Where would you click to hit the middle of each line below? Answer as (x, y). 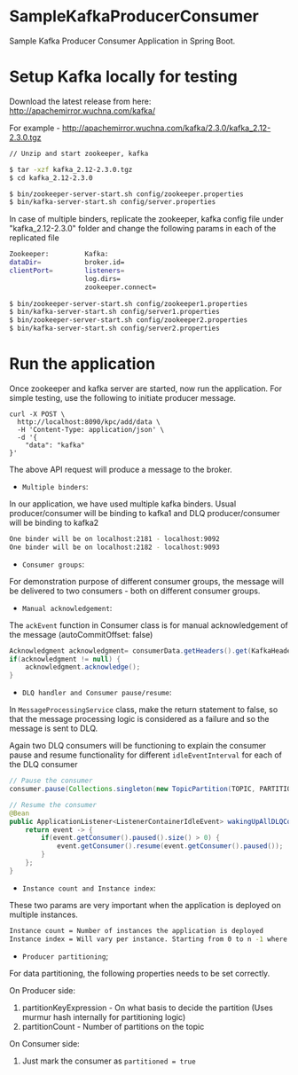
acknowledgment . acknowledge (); (83, 667)
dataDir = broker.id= (67, 263)
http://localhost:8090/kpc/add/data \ (89, 422)
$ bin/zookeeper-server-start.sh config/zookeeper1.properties (129, 303)
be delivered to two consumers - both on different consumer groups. (135, 591)
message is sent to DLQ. (54, 728)
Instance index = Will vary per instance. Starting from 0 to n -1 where (149, 939)
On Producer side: (43, 990)
